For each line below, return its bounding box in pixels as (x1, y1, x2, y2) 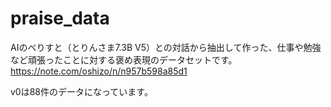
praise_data (10, 7, 110, 30)
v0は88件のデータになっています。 (10, 85, 153, 97)
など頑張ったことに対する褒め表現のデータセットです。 (10, 53, 238, 66)
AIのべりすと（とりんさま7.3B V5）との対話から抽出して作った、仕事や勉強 (10, 41, 322, 53)
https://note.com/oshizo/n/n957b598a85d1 (10, 65, 188, 77)
